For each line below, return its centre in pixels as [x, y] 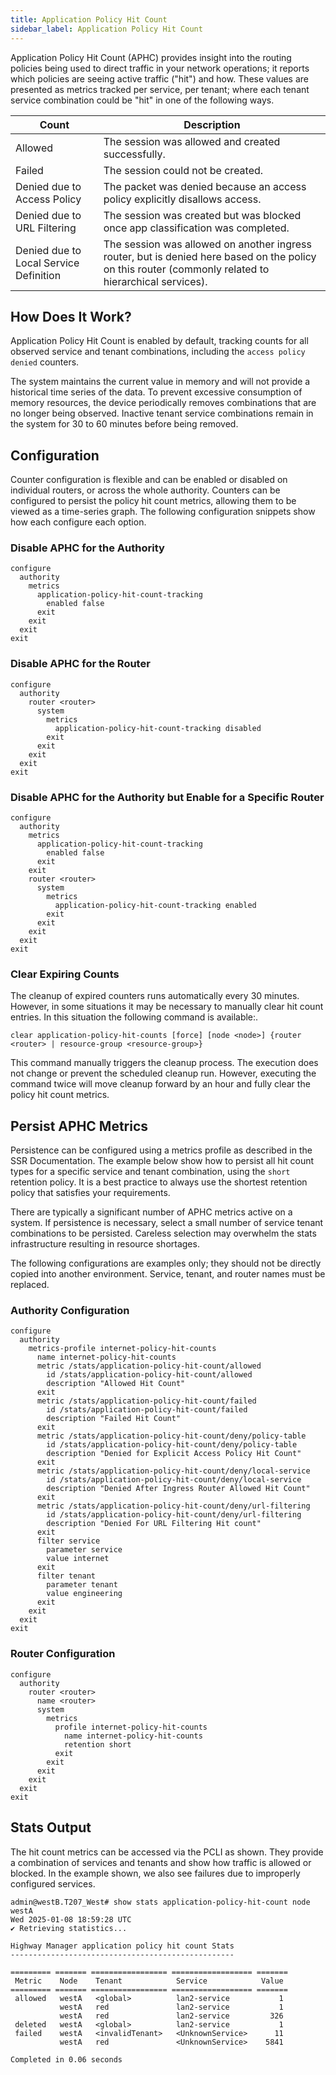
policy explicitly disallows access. [182, 199]
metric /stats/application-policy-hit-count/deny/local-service [173, 1471]
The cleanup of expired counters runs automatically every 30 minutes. [155, 996]
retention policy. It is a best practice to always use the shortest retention [159, 1182]
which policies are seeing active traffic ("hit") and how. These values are [159, 78]
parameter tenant [82, 1585]
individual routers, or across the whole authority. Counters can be [145, 490]
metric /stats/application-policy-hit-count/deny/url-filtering [173, 1506]
